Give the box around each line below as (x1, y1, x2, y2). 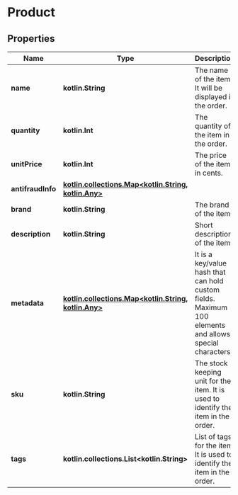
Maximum (194, 302, 228, 312)
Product (7, 4, 55, 21)
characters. (194, 347, 233, 356)
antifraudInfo (11, 184, 57, 193)
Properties (7, 33, 55, 45)
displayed (194, 92, 227, 101)
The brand (194, 200, 229, 210)
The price (194, 150, 227, 160)
